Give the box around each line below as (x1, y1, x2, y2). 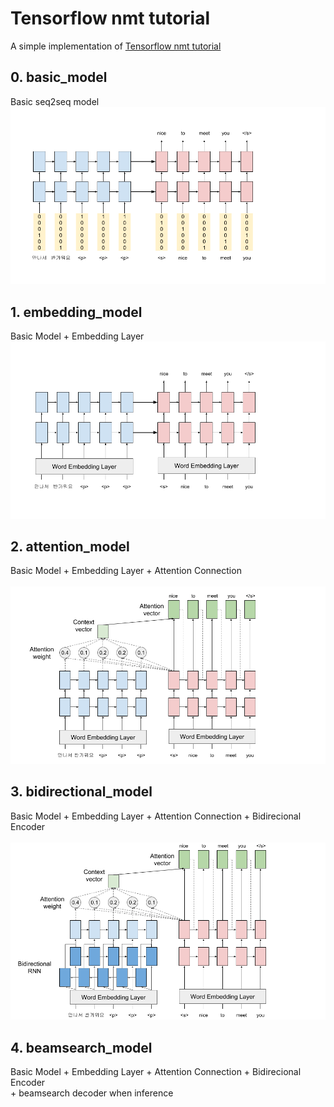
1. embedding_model (10, 303, 143, 321)
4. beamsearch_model (10, 1039, 153, 1056)
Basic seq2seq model (10, 95, 100, 107)
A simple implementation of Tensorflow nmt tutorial (10, 40, 222, 52)
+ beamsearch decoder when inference (10, 1087, 174, 1099)
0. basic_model (10, 69, 108, 86)
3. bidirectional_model (10, 783, 153, 801)
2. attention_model (10, 538, 130, 555)
